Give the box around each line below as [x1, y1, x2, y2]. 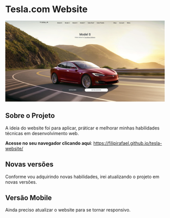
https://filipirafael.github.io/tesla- [93, 140, 162, 146]
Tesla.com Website [5, 4, 88, 15]
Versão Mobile [5, 193, 52, 202]
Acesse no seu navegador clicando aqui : [5, 140, 93, 146]
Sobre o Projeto [5, 111, 55, 120]
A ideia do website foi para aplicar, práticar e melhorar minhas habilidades [5, 125, 160, 131]
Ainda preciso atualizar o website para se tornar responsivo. [5, 207, 131, 213]
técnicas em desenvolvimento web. [5, 130, 79, 136]
